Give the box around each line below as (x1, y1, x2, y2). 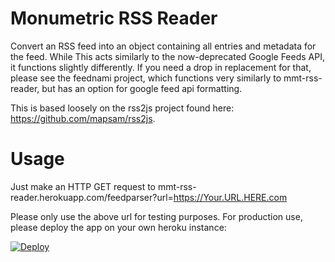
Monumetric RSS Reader (10, 7, 218, 30)
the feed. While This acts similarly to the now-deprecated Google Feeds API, (10, 50, 325, 62)
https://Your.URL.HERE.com (173, 191, 288, 203)
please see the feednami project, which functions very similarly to (10, 72, 282, 84)
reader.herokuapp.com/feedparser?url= (10, 191, 174, 203)
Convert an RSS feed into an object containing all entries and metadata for (10, 40, 317, 52)
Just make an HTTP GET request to (10, 180, 156, 192)
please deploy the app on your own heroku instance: (10, 221, 227, 233)
